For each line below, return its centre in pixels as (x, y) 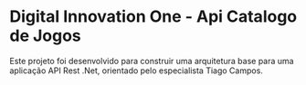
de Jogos (46, 36)
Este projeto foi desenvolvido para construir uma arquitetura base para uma (152, 61)
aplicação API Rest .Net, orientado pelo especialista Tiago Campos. (136, 71)
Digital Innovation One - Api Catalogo (153, 17)
